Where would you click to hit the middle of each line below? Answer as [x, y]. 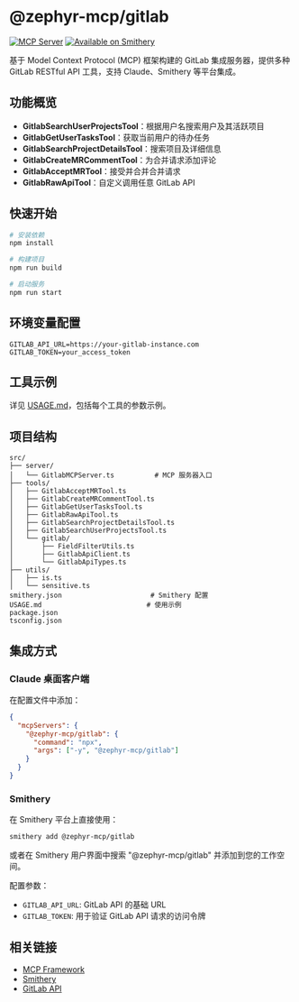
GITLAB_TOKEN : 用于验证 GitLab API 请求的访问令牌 [114, 916]
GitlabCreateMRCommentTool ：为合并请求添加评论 [119, 160]
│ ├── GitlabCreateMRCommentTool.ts [82, 499]
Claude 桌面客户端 [50, 678]
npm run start [36, 292]
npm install [32, 244]
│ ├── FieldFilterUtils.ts [72, 547]
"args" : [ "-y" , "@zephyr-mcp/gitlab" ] [106, 750]
